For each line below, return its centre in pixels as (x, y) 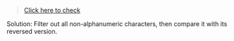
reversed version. (32, 31)
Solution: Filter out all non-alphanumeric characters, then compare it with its (117, 24)
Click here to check (52, 10)
